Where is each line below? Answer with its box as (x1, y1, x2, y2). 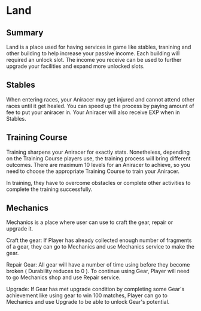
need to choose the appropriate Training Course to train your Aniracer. (6, 168, 180, 175)
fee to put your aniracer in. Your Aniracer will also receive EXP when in (6, 109, 181, 116)
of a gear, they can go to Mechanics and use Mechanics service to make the (6, 243, 194, 250)
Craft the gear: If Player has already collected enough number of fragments (6, 237, 192, 244)
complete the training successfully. (6, 186, 93, 193)
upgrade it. (6, 225, 33, 232)
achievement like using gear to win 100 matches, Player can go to (6, 292, 167, 299)
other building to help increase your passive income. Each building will (6, 50, 180, 57)
